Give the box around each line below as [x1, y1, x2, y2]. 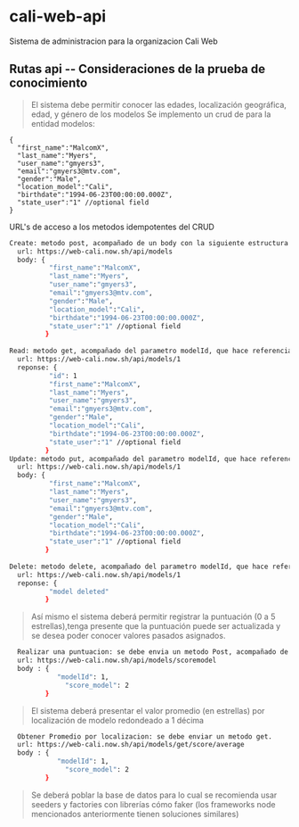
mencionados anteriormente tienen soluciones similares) [30, 808, 239, 819]
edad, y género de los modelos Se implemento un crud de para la [30, 109, 271, 120]
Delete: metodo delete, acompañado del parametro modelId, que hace [9, 562, 269, 571]
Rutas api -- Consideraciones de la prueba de [9, 62, 265, 77]
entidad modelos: [30, 118, 95, 128]
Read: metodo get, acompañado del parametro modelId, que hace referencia [9, 346, 293, 356]
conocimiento [9, 76, 88, 91]
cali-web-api [9, 6, 107, 27]
